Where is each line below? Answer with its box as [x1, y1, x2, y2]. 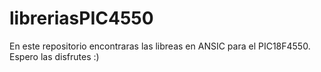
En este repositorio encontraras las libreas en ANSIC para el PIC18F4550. [9, 40, 311, 52]
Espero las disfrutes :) [9, 50, 100, 62]
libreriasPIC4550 [9, 7, 154, 30]
